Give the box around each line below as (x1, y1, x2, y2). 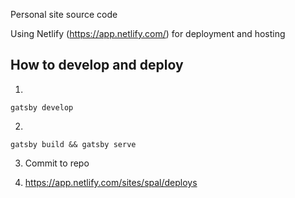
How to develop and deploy (10, 57, 184, 74)
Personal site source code (10, 9, 118, 20)
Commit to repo (24, 157, 90, 169)
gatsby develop (10, 102, 74, 113)
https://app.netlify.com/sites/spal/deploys (24, 176, 198, 188)
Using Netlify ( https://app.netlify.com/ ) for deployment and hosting (10, 28, 286, 39)
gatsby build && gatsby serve (10, 139, 137, 149)
